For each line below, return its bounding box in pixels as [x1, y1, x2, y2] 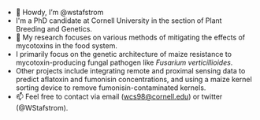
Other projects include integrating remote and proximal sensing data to [15, 66, 246, 75]
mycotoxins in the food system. [15, 41, 118, 51]
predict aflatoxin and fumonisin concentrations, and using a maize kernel [15, 75, 252, 84]
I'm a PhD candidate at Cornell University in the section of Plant [15, 16, 222, 25]
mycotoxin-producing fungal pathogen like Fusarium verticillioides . [15, 58, 233, 67]
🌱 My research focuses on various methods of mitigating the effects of [15, 32, 246, 42]
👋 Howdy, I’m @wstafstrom [15, 8, 104, 17]
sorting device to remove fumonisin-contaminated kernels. [15, 83, 206, 92]
